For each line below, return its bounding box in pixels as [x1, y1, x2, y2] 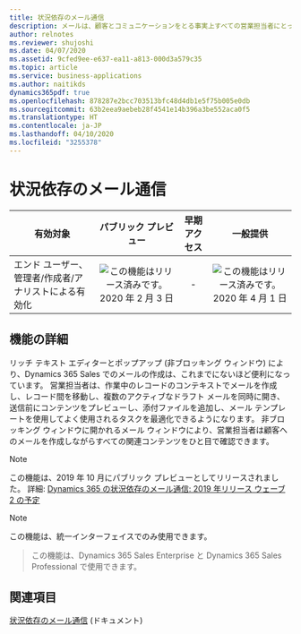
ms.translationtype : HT [9, 113, 99, 122]
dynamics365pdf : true [9, 88, 90, 97]
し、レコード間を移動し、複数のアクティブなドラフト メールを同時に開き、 [9, 390, 285, 401]
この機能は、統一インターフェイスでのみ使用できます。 [9, 530, 212, 542]
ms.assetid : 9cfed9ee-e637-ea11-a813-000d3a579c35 [9, 55, 202, 64]
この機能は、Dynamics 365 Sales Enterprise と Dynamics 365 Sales [30, 550, 282, 561]
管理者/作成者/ [13, 271, 74, 284]
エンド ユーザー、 [13, 258, 88, 270]
